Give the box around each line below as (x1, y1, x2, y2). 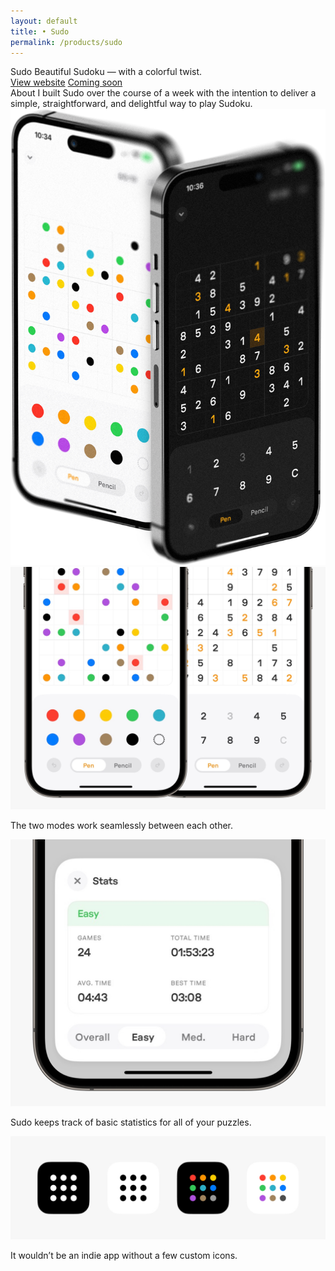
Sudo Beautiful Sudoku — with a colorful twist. (10, 66, 203, 78)
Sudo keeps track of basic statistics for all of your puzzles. (10, 1116, 252, 1129)
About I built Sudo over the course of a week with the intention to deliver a (10, 87, 317, 99)
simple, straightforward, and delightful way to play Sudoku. (10, 98, 253, 110)
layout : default (10, 16, 78, 26)
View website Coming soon (10, 76, 123, 89)
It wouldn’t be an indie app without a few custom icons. (10, 1249, 238, 1261)
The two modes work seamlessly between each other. (10, 819, 234, 831)
